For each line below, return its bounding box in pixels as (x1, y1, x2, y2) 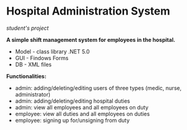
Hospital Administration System (6, 4, 171, 18)
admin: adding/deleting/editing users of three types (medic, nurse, (15, 84, 182, 92)
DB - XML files (15, 61, 52, 68)
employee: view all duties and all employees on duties (15, 110, 150, 117)
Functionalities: (6, 72, 47, 80)
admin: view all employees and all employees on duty (15, 103, 149, 111)
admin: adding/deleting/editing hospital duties (15, 97, 131, 104)
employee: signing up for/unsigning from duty (15, 117, 130, 124)
